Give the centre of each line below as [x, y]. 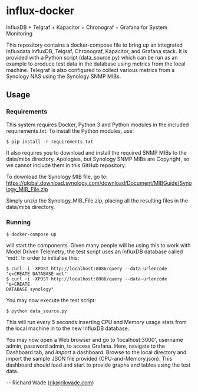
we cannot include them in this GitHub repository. [66, 165]
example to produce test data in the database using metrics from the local [96, 64]
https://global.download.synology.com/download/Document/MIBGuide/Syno [99, 183]
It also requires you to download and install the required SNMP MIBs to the [96, 152]
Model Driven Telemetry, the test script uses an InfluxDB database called [95, 251]
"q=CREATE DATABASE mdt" [37, 274]
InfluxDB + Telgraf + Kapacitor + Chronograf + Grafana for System [87, 27]
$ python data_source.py [37, 311]
